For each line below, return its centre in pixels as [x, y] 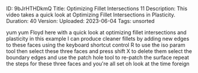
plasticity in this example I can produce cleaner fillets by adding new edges [98, 39]
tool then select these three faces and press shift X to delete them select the [99, 51]
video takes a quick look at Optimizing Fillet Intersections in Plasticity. [91, 15]
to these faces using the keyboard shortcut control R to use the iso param [96, 45]
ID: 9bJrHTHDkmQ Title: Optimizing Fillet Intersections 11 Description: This [97, 9]
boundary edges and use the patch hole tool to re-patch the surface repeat [98, 57]
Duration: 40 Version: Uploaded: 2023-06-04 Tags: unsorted [80, 21]
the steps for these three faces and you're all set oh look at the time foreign [98, 64]
